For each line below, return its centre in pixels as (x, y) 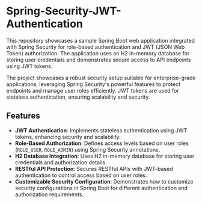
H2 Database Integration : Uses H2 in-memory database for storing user (105, 156)
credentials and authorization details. (61, 162)
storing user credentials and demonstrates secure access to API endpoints (99, 60)
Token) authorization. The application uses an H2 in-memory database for (98, 53)
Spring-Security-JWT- (64, 11)
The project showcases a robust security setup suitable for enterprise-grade (101, 78)
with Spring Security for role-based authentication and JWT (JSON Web (96, 47)
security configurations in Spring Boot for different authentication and (101, 188)
